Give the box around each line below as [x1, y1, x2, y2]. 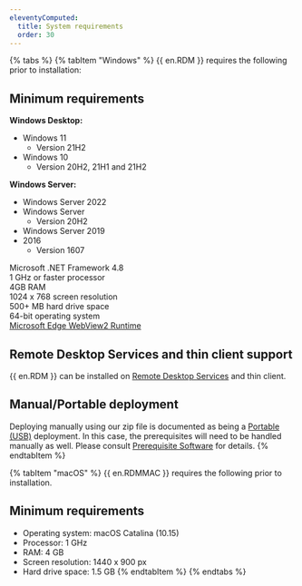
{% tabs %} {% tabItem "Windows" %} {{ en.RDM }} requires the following [9, 55, 287, 66]
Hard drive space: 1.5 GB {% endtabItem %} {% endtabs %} [22, 566, 247, 577]
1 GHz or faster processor [9, 272, 106, 283]
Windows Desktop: [9, 115, 83, 126]
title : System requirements [17, 22, 124, 31]
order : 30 [17, 30, 54, 39]
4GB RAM [9, 282, 46, 293]
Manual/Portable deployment [9, 396, 179, 413]
